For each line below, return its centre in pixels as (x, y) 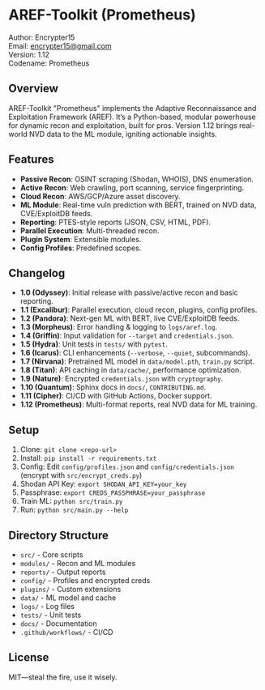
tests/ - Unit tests (51, 615)
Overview (34, 89)
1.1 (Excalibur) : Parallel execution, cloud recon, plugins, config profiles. (139, 310)
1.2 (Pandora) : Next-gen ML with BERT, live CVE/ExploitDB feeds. (130, 318)
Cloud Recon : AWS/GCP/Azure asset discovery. (100, 196)
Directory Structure (59, 535)
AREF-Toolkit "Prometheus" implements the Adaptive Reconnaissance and (132, 108)
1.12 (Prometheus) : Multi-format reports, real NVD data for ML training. (139, 405)
